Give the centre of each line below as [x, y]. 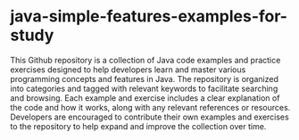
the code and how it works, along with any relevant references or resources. [150, 107]
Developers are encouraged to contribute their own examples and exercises [149, 117]
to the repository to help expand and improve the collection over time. [138, 126]
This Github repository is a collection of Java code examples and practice [145, 60]
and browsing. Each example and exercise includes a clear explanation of [145, 98]
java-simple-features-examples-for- [149, 16]
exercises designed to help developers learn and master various [128, 70]
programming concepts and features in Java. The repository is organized [145, 78]
